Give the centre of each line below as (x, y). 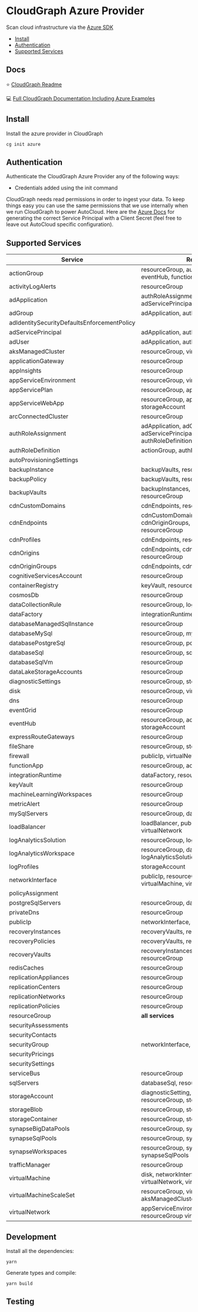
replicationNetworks (37, 997)
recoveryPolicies (32, 941)
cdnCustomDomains (37, 506)
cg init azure (24, 144)
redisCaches (27, 968)
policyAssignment (34, 893)
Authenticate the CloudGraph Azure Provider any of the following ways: (93, 177)
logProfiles (24, 867)
